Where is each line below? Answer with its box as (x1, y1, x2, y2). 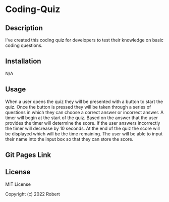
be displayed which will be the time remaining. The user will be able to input (5, 130, 163, 137)
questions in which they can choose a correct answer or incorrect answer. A (5, 109, 164, 115)
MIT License (5, 181, 31, 187)
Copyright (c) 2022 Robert (5, 191, 61, 197)
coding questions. (5, 42, 43, 48)
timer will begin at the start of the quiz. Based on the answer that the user (5, 115, 158, 121)
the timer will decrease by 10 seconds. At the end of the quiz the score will (5, 125, 160, 131)
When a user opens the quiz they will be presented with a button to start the (5, 98, 163, 105)
